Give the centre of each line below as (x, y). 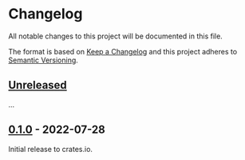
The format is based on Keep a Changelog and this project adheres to (123, 51)
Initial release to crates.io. (51, 149)
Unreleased (38, 85)
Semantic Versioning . (43, 60)
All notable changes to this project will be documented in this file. (116, 36)
